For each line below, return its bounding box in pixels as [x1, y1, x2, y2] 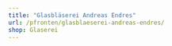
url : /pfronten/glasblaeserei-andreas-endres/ [8, 19, 165, 27]
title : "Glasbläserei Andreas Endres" [8, 11, 136, 19]
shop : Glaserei [8, 26, 59, 34]
